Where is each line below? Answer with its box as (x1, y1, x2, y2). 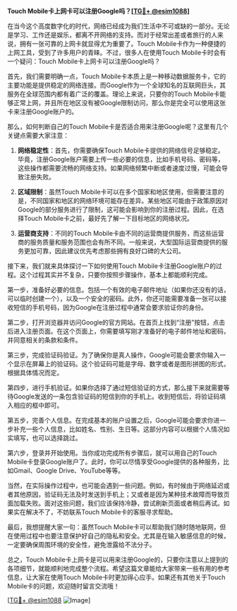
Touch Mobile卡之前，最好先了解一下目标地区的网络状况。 (23, 214, 194, 222)
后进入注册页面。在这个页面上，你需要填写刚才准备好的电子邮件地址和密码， (7, 327, 230, 335)
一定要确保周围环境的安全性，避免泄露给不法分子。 (7, 540, 156, 549)
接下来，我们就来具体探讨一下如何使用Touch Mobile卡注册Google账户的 (7, 262, 217, 270)
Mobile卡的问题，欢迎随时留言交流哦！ (7, 582, 120, 590)
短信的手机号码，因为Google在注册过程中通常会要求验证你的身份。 (13, 303, 208, 311)
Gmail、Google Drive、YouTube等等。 (13, 466, 125, 475)
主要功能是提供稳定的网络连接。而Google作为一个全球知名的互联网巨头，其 (7, 81, 226, 89)
